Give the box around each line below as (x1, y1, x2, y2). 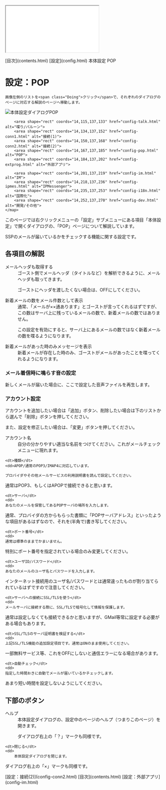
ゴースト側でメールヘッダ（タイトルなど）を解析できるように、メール (17, 270, 161, 276)
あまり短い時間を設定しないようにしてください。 (5, 680, 105, 686)
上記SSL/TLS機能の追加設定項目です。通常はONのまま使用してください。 (5, 641, 132, 646)
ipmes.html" (5, 184, 30, 189)
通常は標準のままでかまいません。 (5, 539, 64, 544)
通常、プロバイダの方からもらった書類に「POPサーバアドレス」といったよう (5, 512, 162, 518)
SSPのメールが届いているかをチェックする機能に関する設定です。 (5, 233, 139, 239)
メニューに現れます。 (17, 447, 61, 453)
